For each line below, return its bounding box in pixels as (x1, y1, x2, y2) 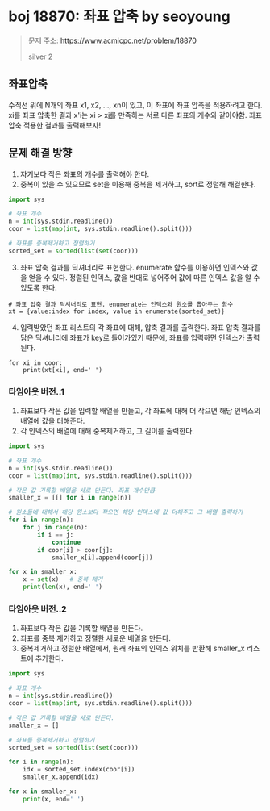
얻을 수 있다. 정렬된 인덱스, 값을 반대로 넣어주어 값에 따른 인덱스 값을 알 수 (28, 272, 260, 282)
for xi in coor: (8, 358, 63, 367)
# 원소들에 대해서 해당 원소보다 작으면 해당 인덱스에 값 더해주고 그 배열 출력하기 (8, 508, 243, 516)
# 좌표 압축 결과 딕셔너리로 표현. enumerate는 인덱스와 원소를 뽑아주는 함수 (8, 300, 234, 308)
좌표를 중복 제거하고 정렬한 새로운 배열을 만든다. (19, 633, 171, 643)
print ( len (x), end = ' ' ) (23, 583, 103, 592)
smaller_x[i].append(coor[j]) (51, 554, 153, 562)
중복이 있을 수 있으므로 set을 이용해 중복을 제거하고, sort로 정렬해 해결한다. (19, 179, 256, 189)
